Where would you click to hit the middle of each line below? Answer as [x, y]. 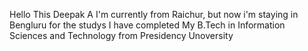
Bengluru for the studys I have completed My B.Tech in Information [147, 25]
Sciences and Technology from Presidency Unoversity [121, 35]
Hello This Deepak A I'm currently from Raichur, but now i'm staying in [154, 14]
